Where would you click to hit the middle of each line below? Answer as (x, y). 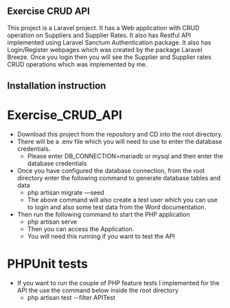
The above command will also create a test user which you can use (123, 200)
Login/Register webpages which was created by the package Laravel (105, 49)
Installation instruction (57, 86)
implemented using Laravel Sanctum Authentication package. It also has (109, 42)
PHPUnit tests (47, 264)
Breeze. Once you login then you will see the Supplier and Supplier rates (109, 57)
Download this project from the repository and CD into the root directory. (120, 134)
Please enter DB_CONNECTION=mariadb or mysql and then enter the (125, 156)
